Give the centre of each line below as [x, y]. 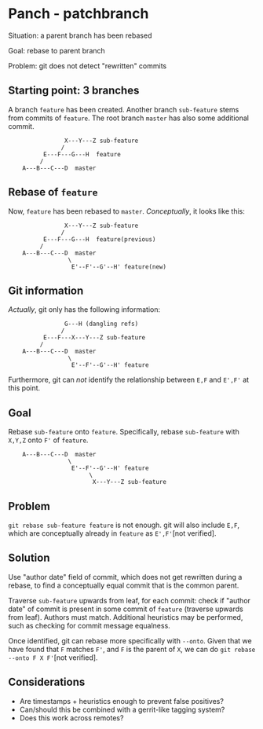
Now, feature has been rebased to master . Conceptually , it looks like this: [127, 211]
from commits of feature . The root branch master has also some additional [129, 118]
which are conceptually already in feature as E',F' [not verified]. [112, 533]
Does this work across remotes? [71, 718]
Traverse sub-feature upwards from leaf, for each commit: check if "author [130, 600]
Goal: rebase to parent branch [57, 50]
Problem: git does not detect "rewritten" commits [88, 66]
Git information [46, 290]
